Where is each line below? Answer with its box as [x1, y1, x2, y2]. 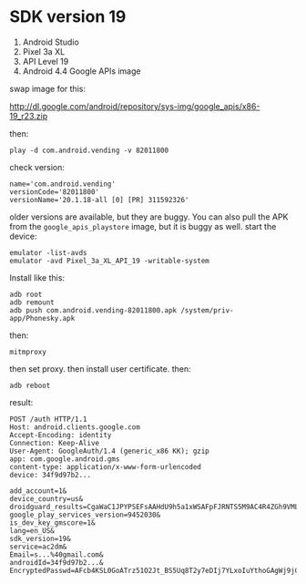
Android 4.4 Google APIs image [22, 66, 141, 77]
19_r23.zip [9, 110, 48, 121]
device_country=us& [9, 494, 84, 503]
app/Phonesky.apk [9, 313, 76, 323]
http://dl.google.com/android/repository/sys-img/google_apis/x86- [9, 100, 260, 111]
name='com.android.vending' [9, 179, 117, 189]
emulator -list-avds [9, 248, 88, 257]
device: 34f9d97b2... [9, 470, 92, 479]
